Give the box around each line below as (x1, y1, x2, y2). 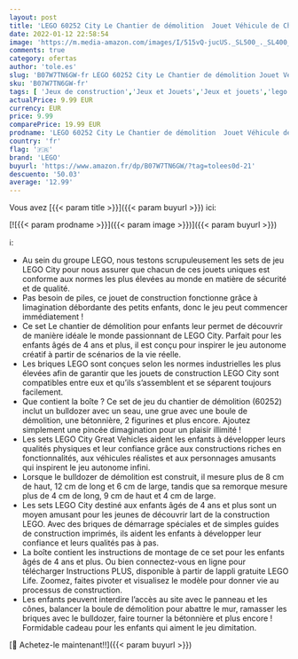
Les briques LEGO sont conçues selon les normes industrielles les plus (21, 358, 281, 369)
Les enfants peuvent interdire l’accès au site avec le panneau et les (21, 594, 268, 605)
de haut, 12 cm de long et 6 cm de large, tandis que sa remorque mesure (21, 481, 288, 492)
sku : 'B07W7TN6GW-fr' (9, 79, 90, 88)
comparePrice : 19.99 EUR (9, 121, 101, 129)
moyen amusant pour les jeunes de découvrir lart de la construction (21, 509, 271, 520)
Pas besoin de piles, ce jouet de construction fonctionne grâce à (21, 293, 258, 303)
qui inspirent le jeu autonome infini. (21, 462, 151, 473)
